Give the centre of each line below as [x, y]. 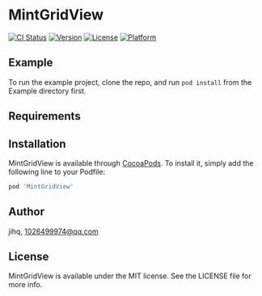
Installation [37, 144]
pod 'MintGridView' [41, 186]
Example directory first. [47, 91]
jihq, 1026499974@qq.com [53, 231]
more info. [25, 285]
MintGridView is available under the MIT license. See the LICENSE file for [130, 276]
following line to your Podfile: [57, 171]
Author [26, 212]
